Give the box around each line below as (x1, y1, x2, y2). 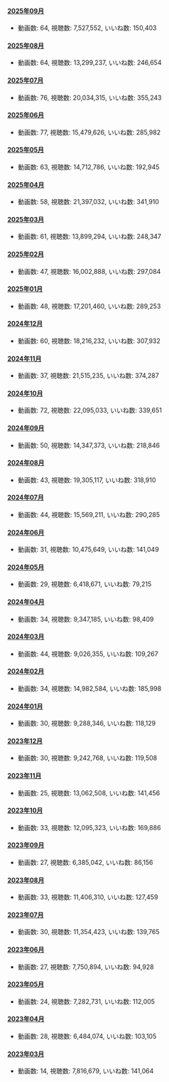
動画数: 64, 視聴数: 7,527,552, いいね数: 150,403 (17, 23, 157, 32)
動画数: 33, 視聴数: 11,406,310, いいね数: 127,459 (17, 893, 158, 901)
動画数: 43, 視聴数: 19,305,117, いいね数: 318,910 (17, 475, 156, 484)
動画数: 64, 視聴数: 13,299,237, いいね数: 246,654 (17, 58, 162, 67)
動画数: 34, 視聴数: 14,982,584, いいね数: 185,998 (17, 684, 162, 693)
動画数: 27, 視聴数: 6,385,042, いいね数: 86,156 (17, 858, 153, 867)
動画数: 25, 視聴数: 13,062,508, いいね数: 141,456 (17, 788, 160, 797)
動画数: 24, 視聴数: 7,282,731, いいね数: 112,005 (17, 997, 155, 1006)
